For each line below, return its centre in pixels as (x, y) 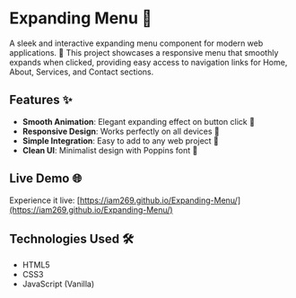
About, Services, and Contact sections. (82, 72)
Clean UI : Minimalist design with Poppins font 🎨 (110, 150)
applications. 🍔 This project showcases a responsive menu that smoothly (144, 52)
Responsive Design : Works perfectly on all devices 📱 (121, 131)
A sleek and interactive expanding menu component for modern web (136, 43)
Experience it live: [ (45, 200)
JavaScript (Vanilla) (58, 284)
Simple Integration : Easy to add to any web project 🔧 (121, 140)
